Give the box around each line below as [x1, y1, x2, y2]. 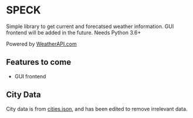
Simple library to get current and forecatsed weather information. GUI [6, 23, 174, 30]
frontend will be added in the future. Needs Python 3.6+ [6, 29, 141, 36]
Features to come [6, 57, 72, 67]
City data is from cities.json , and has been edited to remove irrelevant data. [6, 105, 188, 112]
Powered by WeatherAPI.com [6, 40, 77, 47]
